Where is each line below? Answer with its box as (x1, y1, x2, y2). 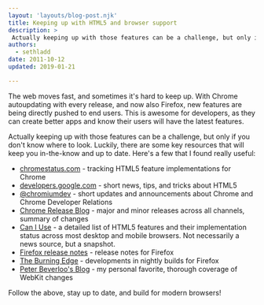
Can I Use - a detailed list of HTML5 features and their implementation (19, 222, 247, 232)
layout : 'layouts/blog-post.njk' (8, 11, 118, 20)
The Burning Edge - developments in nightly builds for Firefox (19, 255, 219, 265)
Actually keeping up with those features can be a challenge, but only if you (8, 132, 250, 141)
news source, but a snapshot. (19, 239, 115, 248)
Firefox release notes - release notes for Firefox (19, 247, 174, 257)
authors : (8, 41, 37, 49)
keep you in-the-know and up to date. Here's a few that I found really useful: (8, 148, 256, 158)
